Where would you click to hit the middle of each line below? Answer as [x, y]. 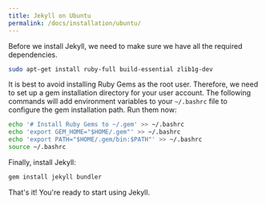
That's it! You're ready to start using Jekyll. [79, 192]
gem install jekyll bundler [55, 177]
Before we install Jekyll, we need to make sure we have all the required [125, 46]
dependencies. [33, 54]
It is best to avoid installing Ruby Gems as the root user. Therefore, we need [133, 84]
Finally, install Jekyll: [42, 162]
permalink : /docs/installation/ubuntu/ [75, 23]
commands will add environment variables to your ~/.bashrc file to [118, 102]
